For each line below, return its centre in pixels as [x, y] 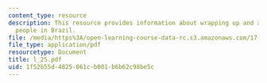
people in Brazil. [46, 30]
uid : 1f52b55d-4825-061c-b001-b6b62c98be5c [81, 67]
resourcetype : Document [48, 52]
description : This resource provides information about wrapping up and [131, 23]
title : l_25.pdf [35, 60]
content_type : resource [48, 15]
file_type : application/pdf [55, 45]
